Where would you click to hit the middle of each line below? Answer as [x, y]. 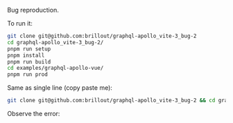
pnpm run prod [28, 75]
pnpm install [26, 55]
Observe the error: [34, 114]
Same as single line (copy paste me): [60, 88]
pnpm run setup [29, 49]
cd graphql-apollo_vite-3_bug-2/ [55, 42]
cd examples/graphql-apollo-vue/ [55, 68]
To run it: [20, 23]
